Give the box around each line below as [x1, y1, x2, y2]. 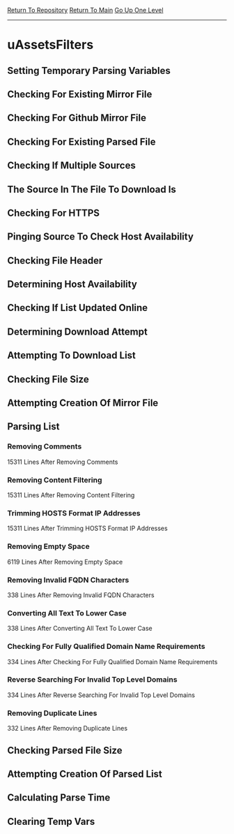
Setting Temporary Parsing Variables [7, 64, 171, 76]
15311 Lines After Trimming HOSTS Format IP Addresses [7, 524, 169, 533]
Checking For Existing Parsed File [7, 136, 156, 147]
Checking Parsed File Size [7, 744, 123, 756]
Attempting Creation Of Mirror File [7, 397, 159, 409]
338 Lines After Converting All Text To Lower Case [7, 624, 153, 633]
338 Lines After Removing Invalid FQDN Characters [7, 590, 155, 599]
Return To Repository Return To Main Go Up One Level [7, 6, 164, 14]
